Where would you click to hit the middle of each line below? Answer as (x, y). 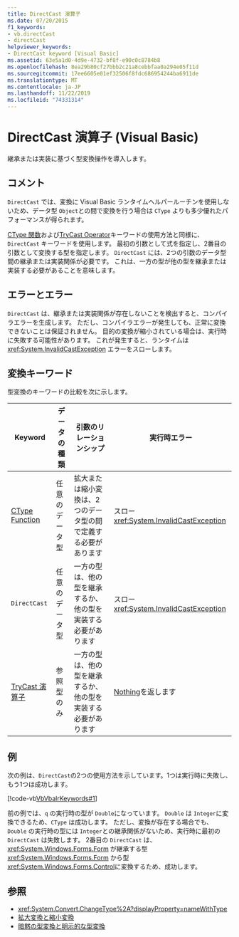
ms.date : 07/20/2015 (38, 21)
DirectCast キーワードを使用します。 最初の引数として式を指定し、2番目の (117, 244)
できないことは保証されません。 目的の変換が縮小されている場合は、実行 (114, 331)
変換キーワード (40, 373)
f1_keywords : (27, 27)
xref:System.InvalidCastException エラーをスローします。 (91, 349)
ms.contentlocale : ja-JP (44, 87)
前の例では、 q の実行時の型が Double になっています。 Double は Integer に (115, 813)
